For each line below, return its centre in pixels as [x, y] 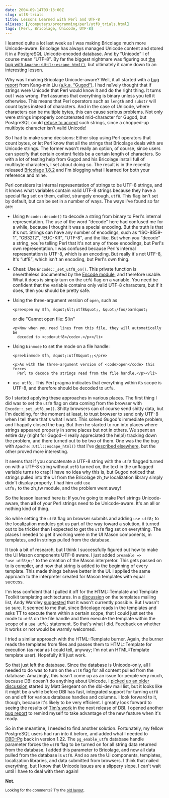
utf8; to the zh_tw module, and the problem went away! [63, 488]
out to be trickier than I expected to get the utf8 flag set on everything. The [83, 529]
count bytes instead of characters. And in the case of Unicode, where [77, 107]
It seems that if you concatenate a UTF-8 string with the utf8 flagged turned [84, 461]
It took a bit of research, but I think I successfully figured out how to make [82, 550]
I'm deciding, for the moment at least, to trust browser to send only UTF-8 [82, 414]
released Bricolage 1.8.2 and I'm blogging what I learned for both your [77, 170]
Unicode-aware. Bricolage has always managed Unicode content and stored [84, 48]
